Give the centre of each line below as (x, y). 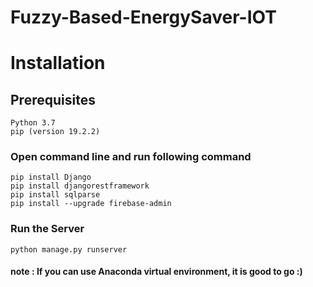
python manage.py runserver (69, 249)
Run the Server (47, 229)
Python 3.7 (33, 123)
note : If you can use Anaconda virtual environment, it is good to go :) (156, 272)
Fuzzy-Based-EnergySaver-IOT (143, 17)
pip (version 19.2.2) (55, 132)
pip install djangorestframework (80, 186)
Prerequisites (53, 99)
